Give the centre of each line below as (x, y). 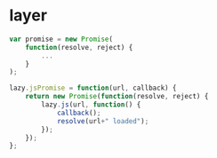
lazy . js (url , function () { (91, 105)
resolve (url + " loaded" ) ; (103, 121)
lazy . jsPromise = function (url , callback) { (93, 88)
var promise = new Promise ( (61, 39)
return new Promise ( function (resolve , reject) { (117, 97)
